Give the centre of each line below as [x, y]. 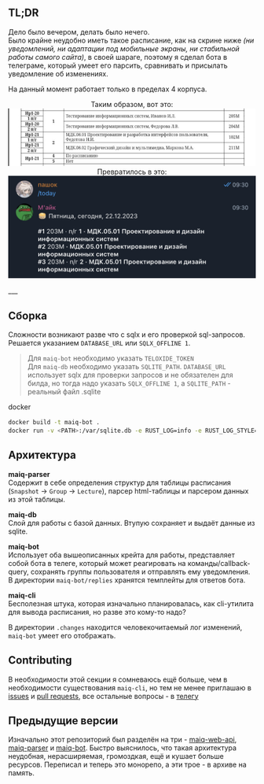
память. [22, 773]
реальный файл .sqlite [64, 392]
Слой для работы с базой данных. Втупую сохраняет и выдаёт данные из [132, 523]
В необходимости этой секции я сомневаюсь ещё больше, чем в [118, 679]
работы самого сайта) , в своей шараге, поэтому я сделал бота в [118, 57]
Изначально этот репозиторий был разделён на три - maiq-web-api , [123, 740]
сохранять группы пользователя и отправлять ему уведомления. [140, 571]
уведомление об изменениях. [58, 73]
